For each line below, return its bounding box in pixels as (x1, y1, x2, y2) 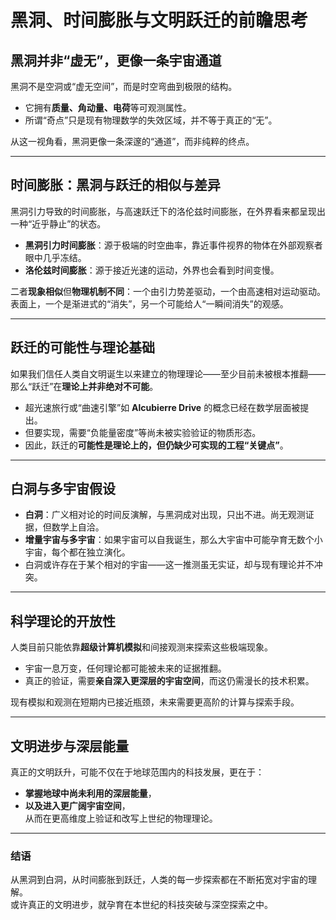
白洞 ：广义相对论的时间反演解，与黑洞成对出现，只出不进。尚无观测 (24, 509, 306, 521)
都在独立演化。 (68, 546, 131, 558)
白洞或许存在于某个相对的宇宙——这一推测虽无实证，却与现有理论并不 (24, 559, 315, 571)
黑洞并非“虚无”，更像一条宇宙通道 (10, 52, 222, 69)
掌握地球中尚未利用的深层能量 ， (24, 787, 157, 800)
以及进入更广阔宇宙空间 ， (24, 800, 131, 812)
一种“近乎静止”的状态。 (10, 217, 107, 230)
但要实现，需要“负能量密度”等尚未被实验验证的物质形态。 (24, 426, 262, 438)
